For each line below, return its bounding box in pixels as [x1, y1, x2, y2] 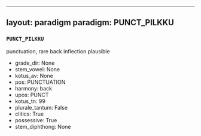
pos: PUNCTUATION [14, 78, 66, 86]
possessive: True [14, 116, 57, 123]
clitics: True [14, 110, 44, 117]
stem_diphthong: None [14, 123, 71, 130]
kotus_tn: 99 [14, 97, 46, 105]
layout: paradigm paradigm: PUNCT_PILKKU [6, 17, 175, 28]
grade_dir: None [14, 59, 55, 67]
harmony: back [14, 84, 53, 92]
